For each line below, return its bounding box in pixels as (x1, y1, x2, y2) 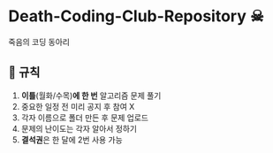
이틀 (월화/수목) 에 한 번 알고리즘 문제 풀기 (20, 90, 162, 101)
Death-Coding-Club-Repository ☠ (8, 6, 264, 27)
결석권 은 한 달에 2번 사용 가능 (20, 134, 123, 145)
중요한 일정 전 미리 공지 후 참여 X (20, 101, 135, 111)
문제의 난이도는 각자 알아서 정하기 (20, 123, 138, 134)
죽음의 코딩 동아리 (8, 36, 70, 47)
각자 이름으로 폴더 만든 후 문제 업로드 (20, 112, 149, 123)
